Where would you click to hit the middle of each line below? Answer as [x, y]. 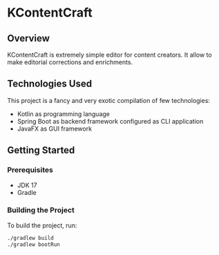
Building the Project [41, 210]
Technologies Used [49, 84]
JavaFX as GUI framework [54, 129]
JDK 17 [27, 185]
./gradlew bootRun [34, 244]
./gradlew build [30, 238]
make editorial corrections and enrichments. [70, 62]
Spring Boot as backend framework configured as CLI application [110, 121]
